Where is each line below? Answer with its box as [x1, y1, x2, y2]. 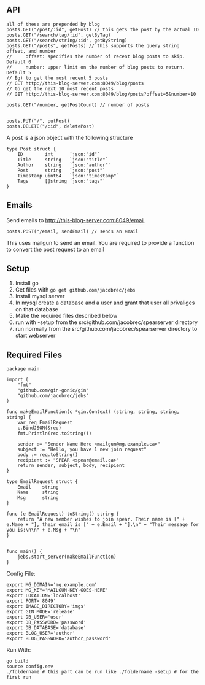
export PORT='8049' [6, 598, 56, 604]
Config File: [6, 570, 36, 578]
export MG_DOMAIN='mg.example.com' [6, 582, 98, 588]
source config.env [6, 664, 53, 670]
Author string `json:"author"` [17, 162, 112, 168]
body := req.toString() [17, 452, 79, 458]
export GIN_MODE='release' [6, 609, 75, 615]
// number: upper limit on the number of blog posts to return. [6, 64, 185, 70]
